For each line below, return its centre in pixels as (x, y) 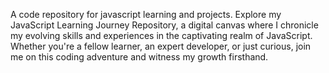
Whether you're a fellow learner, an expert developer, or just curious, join (161, 46)
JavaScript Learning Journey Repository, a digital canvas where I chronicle (164, 25)
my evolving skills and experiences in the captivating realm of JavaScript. (161, 35)
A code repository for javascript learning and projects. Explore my (146, 14)
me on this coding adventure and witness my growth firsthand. (139, 57)
